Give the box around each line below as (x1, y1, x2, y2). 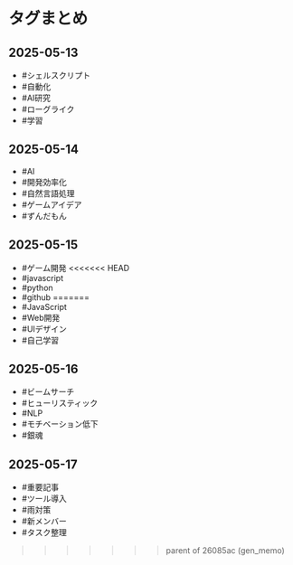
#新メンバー (21, 516, 67, 527)
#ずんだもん (21, 210, 67, 221)
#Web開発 (21, 312, 61, 323)
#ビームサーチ (21, 386, 75, 398)
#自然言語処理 (21, 187, 75, 199)
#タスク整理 (21, 527, 67, 538)
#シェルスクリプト (21, 70, 91, 80)
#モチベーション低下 (21, 419, 99, 429)
